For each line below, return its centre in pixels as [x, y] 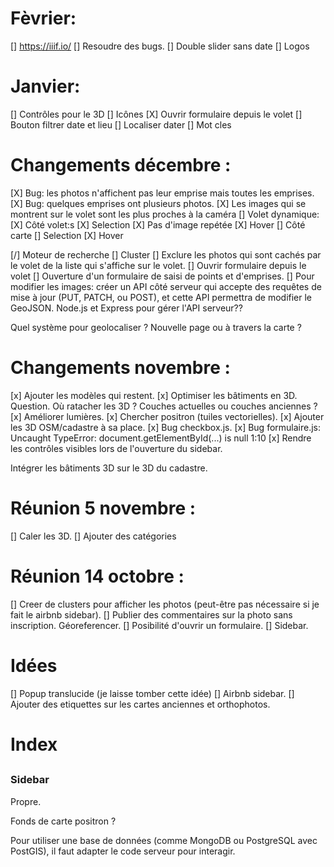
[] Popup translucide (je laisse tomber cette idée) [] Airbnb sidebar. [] [152, 693]
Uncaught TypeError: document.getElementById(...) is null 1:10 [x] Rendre [161, 438]
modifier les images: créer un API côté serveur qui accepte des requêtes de [166, 286]
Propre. [26, 801]
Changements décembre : [121, 165]
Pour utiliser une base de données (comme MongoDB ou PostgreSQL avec [164, 840]
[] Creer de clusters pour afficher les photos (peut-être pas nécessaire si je [165, 604]
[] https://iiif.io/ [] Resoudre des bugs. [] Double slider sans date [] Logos [160, 46]
